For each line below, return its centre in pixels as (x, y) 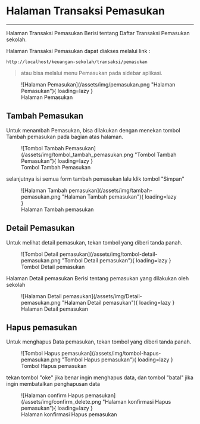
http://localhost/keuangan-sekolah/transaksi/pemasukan (77, 62)
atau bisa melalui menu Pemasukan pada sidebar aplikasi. (91, 73)
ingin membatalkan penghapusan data (53, 384)
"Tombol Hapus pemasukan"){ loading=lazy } (118, 360)
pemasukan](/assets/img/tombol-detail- (108, 254)
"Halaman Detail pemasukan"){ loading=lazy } (118, 302)
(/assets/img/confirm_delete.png (61, 402)
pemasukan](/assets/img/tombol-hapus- (111, 354)
